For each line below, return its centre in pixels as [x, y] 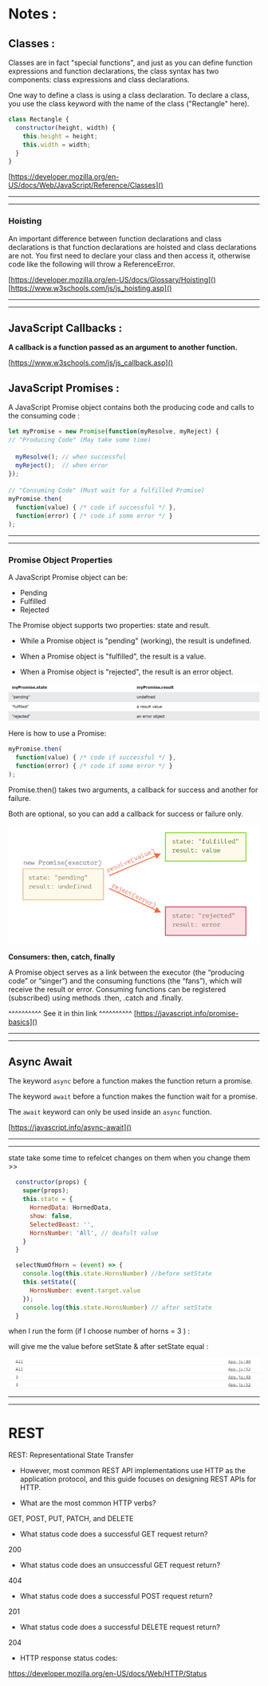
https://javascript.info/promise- [187, 1013]
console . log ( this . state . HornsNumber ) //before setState [118, 1274]
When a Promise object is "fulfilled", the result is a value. [113, 656]
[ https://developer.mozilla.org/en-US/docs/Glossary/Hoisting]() [112, 279]
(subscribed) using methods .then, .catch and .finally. [96, 998]
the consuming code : [44, 416]
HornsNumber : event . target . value [85, 1290]
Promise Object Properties [61, 559]
